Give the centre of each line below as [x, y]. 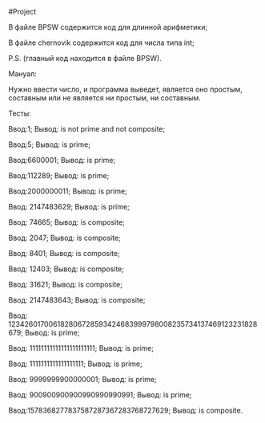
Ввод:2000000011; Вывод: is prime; [68, 191]
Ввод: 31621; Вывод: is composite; [65, 285]
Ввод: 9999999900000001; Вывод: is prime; [83, 379]
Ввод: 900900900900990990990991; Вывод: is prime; [100, 395]
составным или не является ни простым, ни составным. [105, 98]
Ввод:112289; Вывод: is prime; [59, 175]
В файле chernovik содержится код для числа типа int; [101, 43]
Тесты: [20, 113]
